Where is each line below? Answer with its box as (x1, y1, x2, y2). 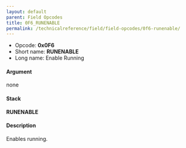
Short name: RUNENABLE (14, 48, 79, 55)
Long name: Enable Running (14, 54, 85, 61)
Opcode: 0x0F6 (14, 42, 55, 49)
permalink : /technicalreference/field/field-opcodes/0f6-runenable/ (6, 25, 181, 32)
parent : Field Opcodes (6, 14, 63, 20)
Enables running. (6, 135, 48, 142)
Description (6, 122, 36, 129)
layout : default (6, 8, 47, 15)
